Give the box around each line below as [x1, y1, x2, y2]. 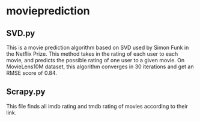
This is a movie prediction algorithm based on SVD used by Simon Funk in [6, 44, 189, 51]
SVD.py [6, 28, 35, 38]
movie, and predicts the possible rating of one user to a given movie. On [6, 57, 185, 63]
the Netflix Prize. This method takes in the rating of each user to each [6, 50, 178, 58]
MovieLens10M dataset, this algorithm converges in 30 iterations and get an [6, 63, 194, 70]
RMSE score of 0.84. [6, 69, 57, 76]
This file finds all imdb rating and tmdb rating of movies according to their [6, 102, 188, 110]
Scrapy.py [6, 87, 46, 97]
